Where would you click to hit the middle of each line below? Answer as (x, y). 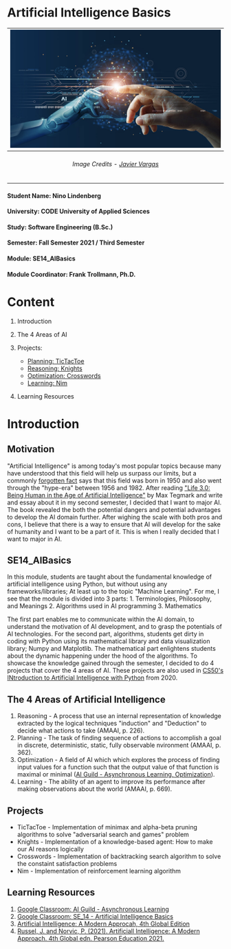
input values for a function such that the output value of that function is (118, 767)
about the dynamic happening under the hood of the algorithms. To (102, 656)
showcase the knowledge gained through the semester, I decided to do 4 (111, 663)
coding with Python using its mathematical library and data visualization (109, 641)
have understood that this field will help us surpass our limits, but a (102, 473)
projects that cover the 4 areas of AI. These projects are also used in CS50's (115, 671)
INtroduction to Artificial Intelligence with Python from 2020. (92, 678)
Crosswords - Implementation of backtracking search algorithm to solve (119, 856)
